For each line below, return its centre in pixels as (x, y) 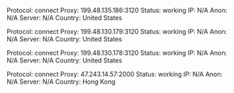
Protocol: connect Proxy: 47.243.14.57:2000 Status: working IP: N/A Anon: (115, 74)
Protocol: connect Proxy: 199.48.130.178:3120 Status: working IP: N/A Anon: (117, 53)
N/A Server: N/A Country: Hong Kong (61, 82)
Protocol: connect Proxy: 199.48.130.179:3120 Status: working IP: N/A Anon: (117, 32)
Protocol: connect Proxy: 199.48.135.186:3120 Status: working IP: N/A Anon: (117, 10)
